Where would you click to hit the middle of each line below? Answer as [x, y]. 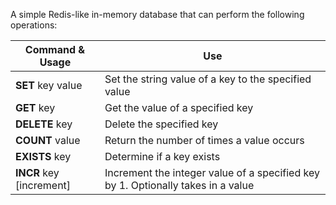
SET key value [49, 85]
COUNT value [48, 140]
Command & [55, 49]
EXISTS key [43, 156]
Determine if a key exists [162, 156]
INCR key [37, 172]
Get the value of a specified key [179, 107]
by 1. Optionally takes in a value [179, 185]
